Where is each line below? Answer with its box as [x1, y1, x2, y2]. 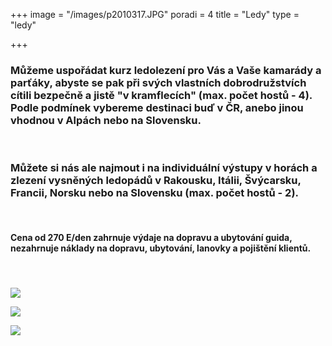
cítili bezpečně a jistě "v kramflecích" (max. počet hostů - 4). [10, 88, 313, 102]
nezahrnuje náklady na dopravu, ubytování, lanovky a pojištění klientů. [10, 242, 312, 254]
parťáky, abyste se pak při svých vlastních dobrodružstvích [10, 75, 307, 89]
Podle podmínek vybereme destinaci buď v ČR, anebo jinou [10, 100, 304, 114]
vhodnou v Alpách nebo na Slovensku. [10, 113, 202, 127]
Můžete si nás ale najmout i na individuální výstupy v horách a [10, 161, 318, 175]
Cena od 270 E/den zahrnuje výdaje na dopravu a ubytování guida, [10, 232, 293, 244]
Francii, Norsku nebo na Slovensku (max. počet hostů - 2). [10, 186, 300, 200]
